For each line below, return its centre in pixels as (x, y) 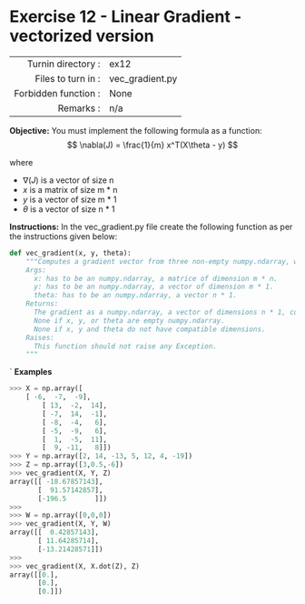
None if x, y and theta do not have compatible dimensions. (149, 329)
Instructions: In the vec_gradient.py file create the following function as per (151, 226)
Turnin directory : (64, 64)
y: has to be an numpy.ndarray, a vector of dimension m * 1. (153, 287)
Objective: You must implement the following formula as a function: (136, 130)
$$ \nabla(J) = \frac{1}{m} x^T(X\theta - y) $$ (152, 145)
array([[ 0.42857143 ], (54, 533)
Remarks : (79, 108)
